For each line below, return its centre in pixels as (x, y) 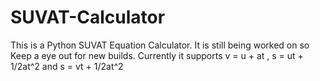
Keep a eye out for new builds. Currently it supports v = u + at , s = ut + (157, 55)
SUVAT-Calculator (88, 17)
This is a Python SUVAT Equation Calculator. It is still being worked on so (160, 45)
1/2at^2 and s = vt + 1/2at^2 (67, 66)
